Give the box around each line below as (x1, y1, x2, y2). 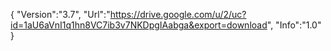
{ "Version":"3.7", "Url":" (10, 9, 111, 20)
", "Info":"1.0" (266, 19, 322, 31)
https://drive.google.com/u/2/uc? (109, 9, 247, 20)
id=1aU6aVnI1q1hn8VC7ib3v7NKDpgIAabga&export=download (10, 19, 268, 31)
